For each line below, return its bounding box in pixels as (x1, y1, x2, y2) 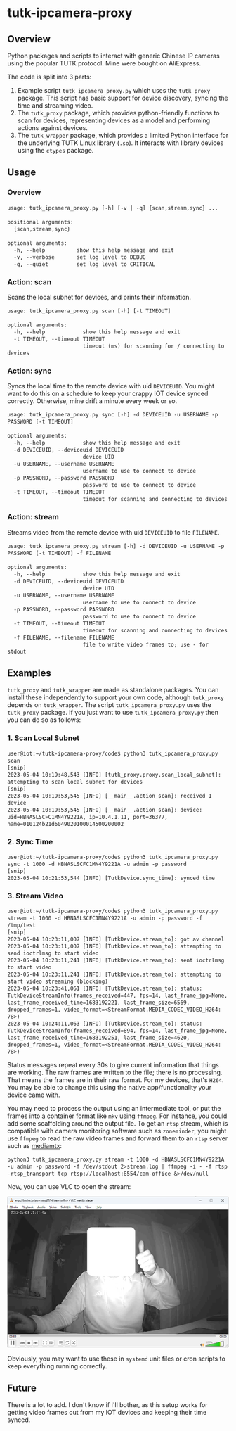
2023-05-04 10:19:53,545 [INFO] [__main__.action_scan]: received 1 (7, 792, 212, 799)
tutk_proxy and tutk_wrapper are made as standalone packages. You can (7, 686, 219, 694)
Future (7, 1382, 37, 1394)
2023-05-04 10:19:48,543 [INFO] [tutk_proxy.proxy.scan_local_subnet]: (7, 771, 221, 778)
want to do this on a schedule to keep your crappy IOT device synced (7, 389, 209, 398)
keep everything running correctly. (7, 1361, 107, 1370)
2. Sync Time (7, 837, 53, 846)
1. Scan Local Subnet (7, 733, 79, 743)
